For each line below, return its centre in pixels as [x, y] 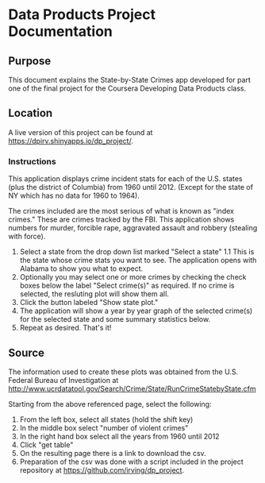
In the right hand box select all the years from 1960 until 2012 [119, 436]
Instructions [33, 161]
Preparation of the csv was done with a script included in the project [131, 462]
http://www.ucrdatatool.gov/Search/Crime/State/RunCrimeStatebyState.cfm [132, 388]
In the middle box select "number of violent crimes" [104, 427]
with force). [27, 237]
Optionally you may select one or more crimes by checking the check [133, 277]
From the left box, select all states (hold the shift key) [106, 419]
